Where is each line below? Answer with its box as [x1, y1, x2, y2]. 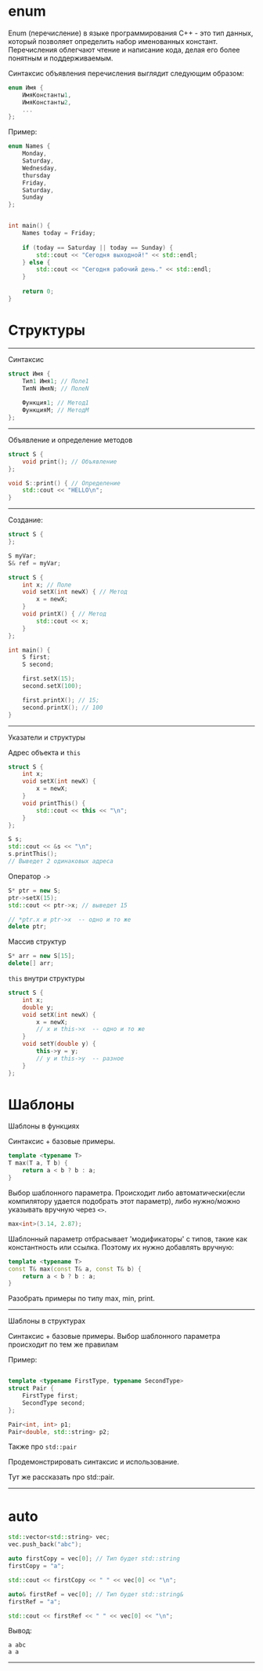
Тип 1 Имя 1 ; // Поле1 [22, 377, 89, 385]
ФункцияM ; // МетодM [22, 407, 89, 415]
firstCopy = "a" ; [8, 1562, 65, 1570]
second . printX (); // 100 [22, 704, 103, 711]
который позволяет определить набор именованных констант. [8, 36, 218, 46]
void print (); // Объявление [22, 458, 117, 466]
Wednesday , [22, 164, 58, 172]
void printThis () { [22, 799, 86, 807]
